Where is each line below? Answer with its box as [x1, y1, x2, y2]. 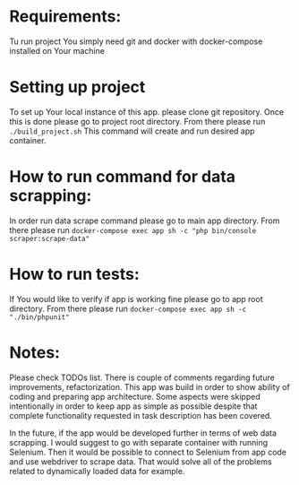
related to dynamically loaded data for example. [9, 465, 185, 476]
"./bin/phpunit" [9, 312, 70, 322]
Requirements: [9, 6, 122, 27]
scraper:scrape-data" [9, 234, 90, 243]
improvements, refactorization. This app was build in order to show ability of [9, 381, 291, 392]
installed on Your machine [9, 45, 106, 56]
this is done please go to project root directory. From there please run [9, 116, 266, 126]
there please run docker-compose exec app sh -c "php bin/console [9, 224, 257, 235]
